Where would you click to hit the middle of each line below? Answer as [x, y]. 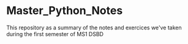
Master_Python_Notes [65, 11]
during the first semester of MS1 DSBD [55, 34]
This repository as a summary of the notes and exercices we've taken [94, 28]
